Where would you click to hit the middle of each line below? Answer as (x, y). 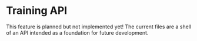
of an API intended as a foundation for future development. (77, 32)
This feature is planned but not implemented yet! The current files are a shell (99, 27)
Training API (37, 11)
